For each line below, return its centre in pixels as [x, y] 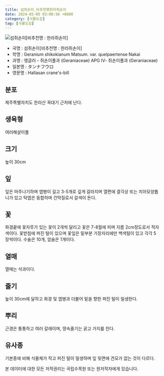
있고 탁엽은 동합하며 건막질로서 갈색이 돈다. [55, 198]
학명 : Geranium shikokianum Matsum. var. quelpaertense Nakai [76, 54]
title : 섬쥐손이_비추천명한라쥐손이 [36, 10]
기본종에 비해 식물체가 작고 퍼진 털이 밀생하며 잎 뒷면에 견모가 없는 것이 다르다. [80, 358]
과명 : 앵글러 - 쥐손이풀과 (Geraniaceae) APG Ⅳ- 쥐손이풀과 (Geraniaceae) [85, 61]
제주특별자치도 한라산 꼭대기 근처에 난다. [44, 102]
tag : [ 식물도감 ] [20, 23]
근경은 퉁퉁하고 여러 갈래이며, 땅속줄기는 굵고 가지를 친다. [60, 328]
